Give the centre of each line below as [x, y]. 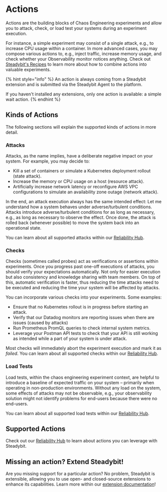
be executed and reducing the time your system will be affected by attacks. [83, 288]
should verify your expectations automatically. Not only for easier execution [83, 272]
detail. [12, 132]
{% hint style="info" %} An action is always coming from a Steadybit [76, 79]
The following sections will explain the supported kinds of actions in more [81, 127]
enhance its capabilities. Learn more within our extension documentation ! [81, 484]
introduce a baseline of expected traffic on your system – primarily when [80, 382]
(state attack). [27, 176]
